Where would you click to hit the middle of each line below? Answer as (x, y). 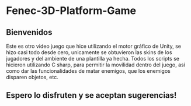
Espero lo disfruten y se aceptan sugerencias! (91, 95)
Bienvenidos (29, 32)
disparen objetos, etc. (32, 77)
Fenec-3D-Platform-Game (71, 11)
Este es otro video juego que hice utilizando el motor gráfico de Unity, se (93, 46)
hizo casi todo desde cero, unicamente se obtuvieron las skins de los (89, 52)
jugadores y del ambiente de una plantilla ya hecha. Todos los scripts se (93, 59)
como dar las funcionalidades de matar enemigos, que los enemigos (88, 71)
